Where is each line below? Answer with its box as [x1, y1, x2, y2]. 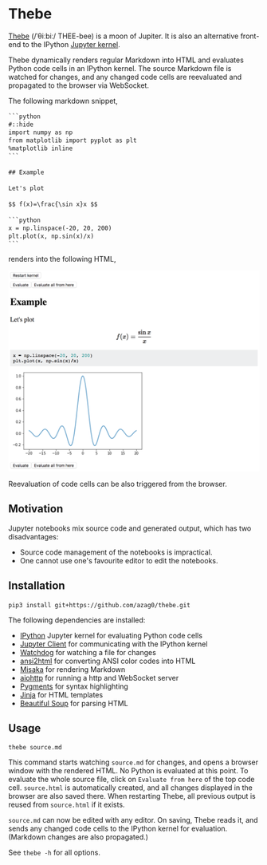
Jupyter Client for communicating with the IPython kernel [19, 639, 208, 649]
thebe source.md [8, 744, 62, 752]
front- [240, 31, 260, 41]
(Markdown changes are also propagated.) [8, 832, 149, 842]
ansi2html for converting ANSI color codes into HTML [19, 656, 196, 666]
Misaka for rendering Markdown [19, 664, 126, 674]
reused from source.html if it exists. [8, 800, 125, 810]
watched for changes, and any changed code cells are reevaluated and [8, 72, 242, 81]
